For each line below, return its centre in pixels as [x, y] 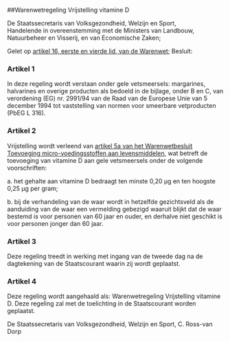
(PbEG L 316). [26, 113]
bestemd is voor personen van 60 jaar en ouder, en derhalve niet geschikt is [115, 216]
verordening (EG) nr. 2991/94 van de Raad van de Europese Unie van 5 [107, 98]
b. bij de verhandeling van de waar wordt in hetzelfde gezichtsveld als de [111, 201]
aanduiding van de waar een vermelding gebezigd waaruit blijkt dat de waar [114, 209]
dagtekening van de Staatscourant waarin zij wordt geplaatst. [94, 263]
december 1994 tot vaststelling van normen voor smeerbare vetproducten [112, 106]
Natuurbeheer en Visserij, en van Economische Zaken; [84, 38]
